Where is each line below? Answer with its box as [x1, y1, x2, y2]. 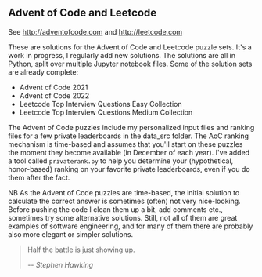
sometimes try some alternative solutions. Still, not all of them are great [8, 213, 238, 222]
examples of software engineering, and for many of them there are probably [8, 221, 253, 231]
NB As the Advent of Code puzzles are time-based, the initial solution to [8, 188, 240, 197]
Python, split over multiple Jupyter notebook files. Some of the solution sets [8, 59, 253, 68]
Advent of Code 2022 [19, 90, 90, 100]
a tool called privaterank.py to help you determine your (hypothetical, [8, 156, 234, 166]
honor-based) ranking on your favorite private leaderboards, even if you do [8, 164, 250, 173]
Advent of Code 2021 [19, 82, 88, 92]
